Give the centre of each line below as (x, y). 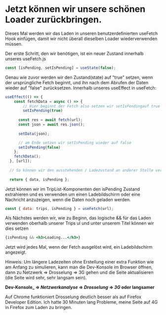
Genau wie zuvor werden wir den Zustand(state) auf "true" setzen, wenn (79, 77)
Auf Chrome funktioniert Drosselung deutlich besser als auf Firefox (73, 297)
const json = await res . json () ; (51, 125)
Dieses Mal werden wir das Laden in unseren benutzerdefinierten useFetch (82, 33)
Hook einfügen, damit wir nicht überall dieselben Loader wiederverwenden (81, 39)
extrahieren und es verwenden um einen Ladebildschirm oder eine (73, 194)
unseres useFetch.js (25, 58)
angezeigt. (16, 252)
